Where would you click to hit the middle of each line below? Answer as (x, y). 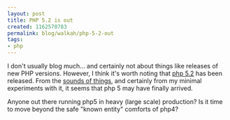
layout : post (26, 14)
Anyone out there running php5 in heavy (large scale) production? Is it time (115, 102)
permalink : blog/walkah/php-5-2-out (60, 33)
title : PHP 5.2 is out (40, 20)
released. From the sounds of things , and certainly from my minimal (105, 81)
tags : (15, 40)
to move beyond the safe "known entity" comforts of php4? (93, 109)
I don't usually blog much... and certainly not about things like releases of (113, 66)
